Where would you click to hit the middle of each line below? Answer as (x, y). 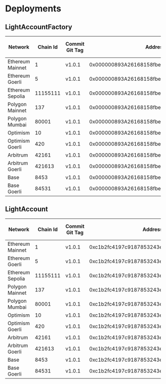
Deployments (33, 9)
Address (153, 229)
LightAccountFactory (39, 27)
